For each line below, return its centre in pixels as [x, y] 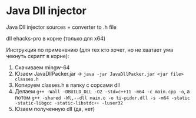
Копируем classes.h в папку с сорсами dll [67, 85]
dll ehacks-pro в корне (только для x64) [56, 38]
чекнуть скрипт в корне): [38, 56]
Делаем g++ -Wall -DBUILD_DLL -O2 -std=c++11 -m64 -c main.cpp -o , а [102, 91]
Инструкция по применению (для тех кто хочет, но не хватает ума [90, 50]
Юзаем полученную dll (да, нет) [55, 109]
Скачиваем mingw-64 [42, 67]
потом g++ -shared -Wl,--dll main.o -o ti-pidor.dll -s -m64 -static [102, 97]
